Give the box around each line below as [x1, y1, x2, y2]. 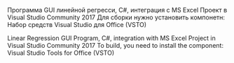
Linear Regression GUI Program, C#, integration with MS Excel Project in [7, 34, 216, 42]
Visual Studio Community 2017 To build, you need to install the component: [7, 42, 224, 49]
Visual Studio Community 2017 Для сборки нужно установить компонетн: [7, 13, 226, 21]
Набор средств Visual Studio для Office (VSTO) [7, 21, 147, 28]
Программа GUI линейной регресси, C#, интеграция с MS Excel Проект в [7, 6, 228, 14]
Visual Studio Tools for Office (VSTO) [7, 48, 114, 57]
